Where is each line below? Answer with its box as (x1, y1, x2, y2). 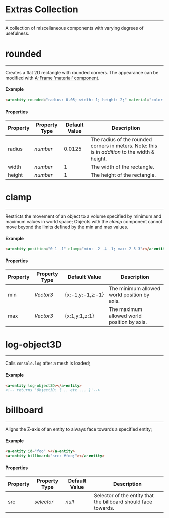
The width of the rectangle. (90, 163, 154, 170)
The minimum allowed (109, 285, 161, 292)
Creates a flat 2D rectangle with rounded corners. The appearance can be (5, 69, 159, 75)
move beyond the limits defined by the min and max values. (5, 224, 128, 230)
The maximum (109, 306, 142, 313)
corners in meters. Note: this (90, 142, 157, 149)
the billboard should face (94, 498, 152, 505)
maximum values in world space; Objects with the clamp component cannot (5, 219, 162, 225)
